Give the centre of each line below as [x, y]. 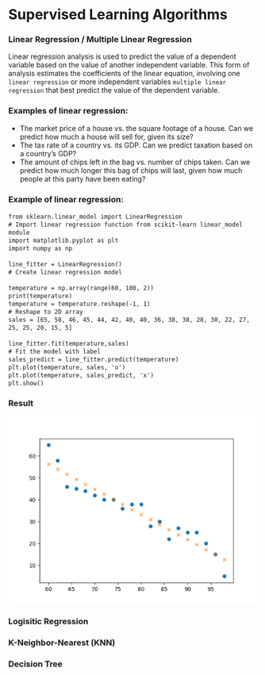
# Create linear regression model [65, 272]
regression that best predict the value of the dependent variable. [114, 90]
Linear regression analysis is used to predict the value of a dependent [122, 56]
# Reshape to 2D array [46, 312]
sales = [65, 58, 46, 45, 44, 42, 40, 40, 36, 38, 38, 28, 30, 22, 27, [129, 320]
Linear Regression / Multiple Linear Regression [100, 40]
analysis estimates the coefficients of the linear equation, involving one [124, 74]
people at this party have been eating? [83, 178]
